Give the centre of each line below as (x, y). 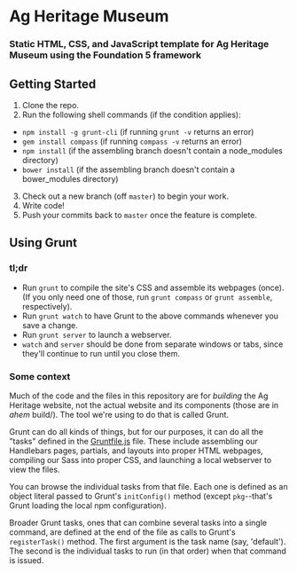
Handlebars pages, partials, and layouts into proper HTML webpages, (136, 451)
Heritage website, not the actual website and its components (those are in (144, 404)
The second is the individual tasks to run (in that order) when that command (148, 551)
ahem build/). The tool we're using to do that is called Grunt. (119, 414)
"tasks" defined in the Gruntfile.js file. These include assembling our (134, 441)
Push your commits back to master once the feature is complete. (139, 215)
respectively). (47, 306)
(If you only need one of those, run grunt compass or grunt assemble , (147, 297)
